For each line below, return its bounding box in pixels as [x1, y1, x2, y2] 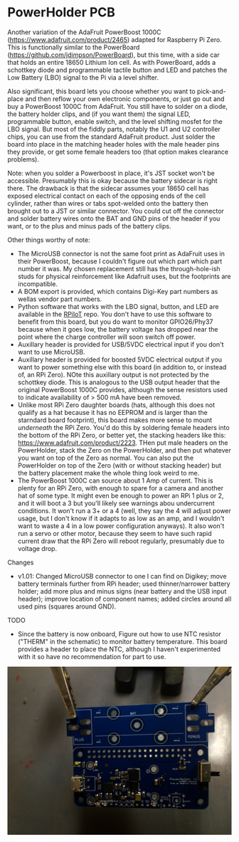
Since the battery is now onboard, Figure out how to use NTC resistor [17, 629, 222, 638]
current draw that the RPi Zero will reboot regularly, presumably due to [17, 537, 225, 545]
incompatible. [17, 279, 58, 288]
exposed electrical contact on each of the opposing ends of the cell [7, 191, 206, 200]
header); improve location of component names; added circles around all [17, 594, 232, 603]
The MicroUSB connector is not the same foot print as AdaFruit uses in [17, 249, 225, 258]
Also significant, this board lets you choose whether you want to [7, 87, 196, 95]
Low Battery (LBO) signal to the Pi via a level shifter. [7, 73, 159, 82]
